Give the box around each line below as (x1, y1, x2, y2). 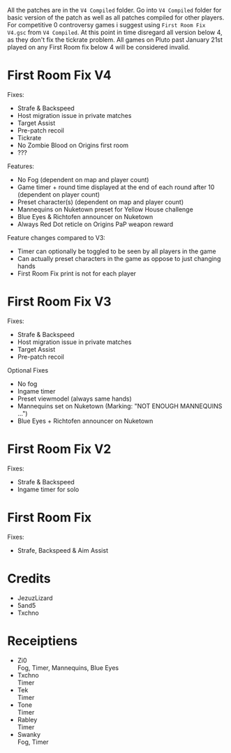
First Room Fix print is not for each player (17, 269, 137, 278)
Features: (7, 162, 35, 170)
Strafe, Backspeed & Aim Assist (17, 546, 108, 554)
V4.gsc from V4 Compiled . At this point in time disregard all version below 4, (7, 28, 223, 36)
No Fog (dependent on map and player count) (17, 175, 149, 184)
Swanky (17, 730, 40, 738)
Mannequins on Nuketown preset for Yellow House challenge (17, 205, 193, 214)
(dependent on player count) (17, 190, 100, 198)
